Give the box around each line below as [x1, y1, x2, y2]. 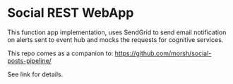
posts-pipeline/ [7, 56, 52, 64]
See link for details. [7, 70, 64, 78]
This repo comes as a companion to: [7, 49, 114, 57]
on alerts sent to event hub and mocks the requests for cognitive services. [7, 35, 224, 43]
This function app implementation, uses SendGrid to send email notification [7, 28, 227, 36]
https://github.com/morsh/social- [114, 49, 212, 57]
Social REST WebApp [7, 5, 134, 21]
